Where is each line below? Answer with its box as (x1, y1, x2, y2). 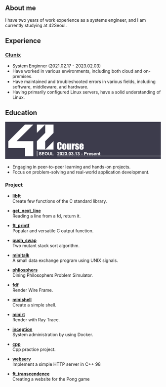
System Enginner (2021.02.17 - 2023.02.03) (12, 63, 101, 69)
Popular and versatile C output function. (12, 227, 94, 234)
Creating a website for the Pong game (12, 376, 90, 382)
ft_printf (12, 222, 30, 228)
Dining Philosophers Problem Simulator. (12, 272, 93, 278)
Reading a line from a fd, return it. (12, 213, 81, 219)
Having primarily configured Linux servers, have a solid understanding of (12, 89, 161, 95)
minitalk (12, 252, 30, 258)
